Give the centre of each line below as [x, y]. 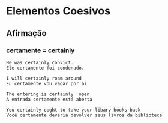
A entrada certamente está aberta [49, 99]
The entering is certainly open [48, 94]
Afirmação [26, 33]
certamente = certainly [40, 50]
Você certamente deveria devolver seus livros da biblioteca [84, 115]
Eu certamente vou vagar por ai [46, 83]
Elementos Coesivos [58, 11]
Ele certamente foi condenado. [45, 68]
